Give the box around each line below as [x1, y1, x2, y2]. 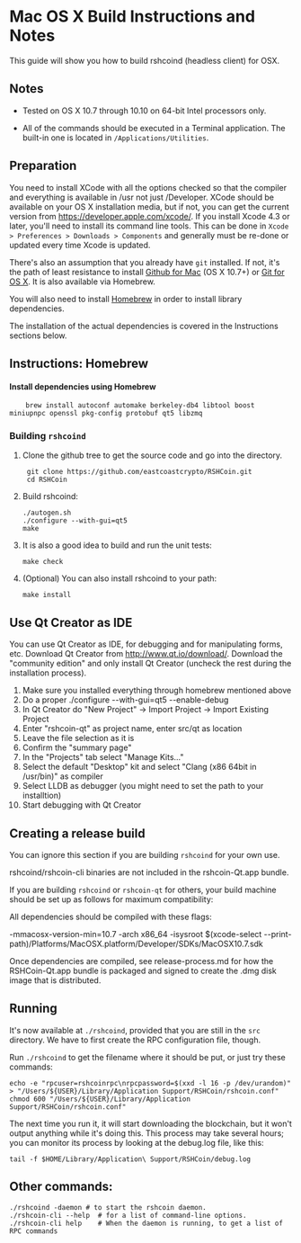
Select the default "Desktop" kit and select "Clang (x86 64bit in [22, 762, 257, 773]
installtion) [22, 790, 62, 801]
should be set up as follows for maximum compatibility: [9, 894, 214, 905]
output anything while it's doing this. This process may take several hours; [9, 1127, 285, 1139]
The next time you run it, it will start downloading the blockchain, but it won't [9, 1118, 292, 1129]
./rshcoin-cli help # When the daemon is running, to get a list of [9, 1219, 283, 1228]
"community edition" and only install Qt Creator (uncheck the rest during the [9, 658, 292, 669]
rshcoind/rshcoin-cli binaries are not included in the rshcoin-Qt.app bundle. [9, 867, 289, 878]
